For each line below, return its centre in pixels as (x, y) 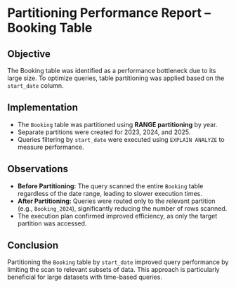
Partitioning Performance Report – (109, 13)
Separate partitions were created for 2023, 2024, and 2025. (104, 132)
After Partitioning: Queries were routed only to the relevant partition (116, 201)
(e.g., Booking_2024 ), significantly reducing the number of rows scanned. (122, 208)
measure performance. (51, 147)
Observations (38, 169)
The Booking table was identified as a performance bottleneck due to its (112, 71)
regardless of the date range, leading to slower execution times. (110, 193)
